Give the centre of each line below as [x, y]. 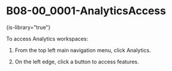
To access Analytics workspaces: [47, 38]
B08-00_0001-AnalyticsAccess [86, 11]
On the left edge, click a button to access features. [77, 62]
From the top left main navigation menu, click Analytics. [83, 50]
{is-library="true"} [28, 27]
